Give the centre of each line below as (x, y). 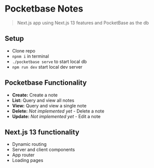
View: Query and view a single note (49, 105)
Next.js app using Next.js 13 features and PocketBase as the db (83, 23)
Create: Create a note (35, 95)
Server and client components (43, 150)
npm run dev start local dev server (47, 67)
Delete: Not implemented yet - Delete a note (58, 111)
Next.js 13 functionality (42, 132)
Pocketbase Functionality (46, 83)
